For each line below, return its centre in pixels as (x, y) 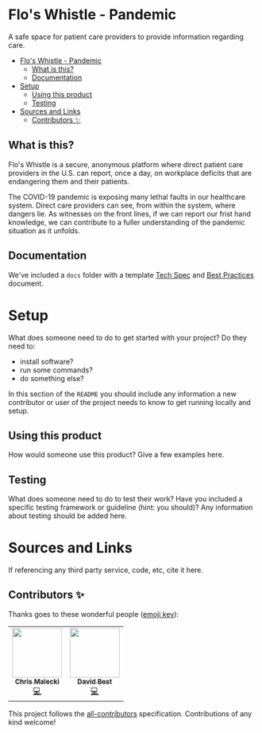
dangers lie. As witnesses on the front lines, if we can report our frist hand (130, 213)
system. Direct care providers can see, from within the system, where (122, 205)
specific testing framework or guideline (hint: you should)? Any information (131, 508)
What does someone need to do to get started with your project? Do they (128, 337)
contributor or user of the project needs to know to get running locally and (130, 402)
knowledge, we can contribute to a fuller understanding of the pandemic (127, 222)
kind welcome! (32, 722)
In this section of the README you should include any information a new (122, 394)
